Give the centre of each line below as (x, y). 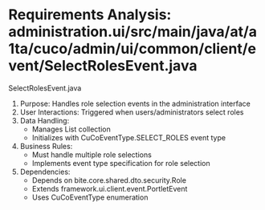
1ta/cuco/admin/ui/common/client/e (132, 49)
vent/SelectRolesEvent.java (103, 66)
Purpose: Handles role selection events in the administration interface (135, 103)
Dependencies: (45, 172)
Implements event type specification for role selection (121, 163)
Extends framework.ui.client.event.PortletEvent (110, 188)
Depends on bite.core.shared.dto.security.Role (109, 180)
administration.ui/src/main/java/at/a (133, 32)
